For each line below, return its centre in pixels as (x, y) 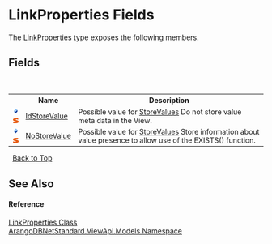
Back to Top (32, 158)
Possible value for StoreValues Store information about (169, 131)
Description (169, 101)
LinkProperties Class (43, 222)
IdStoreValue (47, 116)
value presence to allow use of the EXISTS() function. (167, 140)
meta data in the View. (115, 120)
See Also (31, 184)
